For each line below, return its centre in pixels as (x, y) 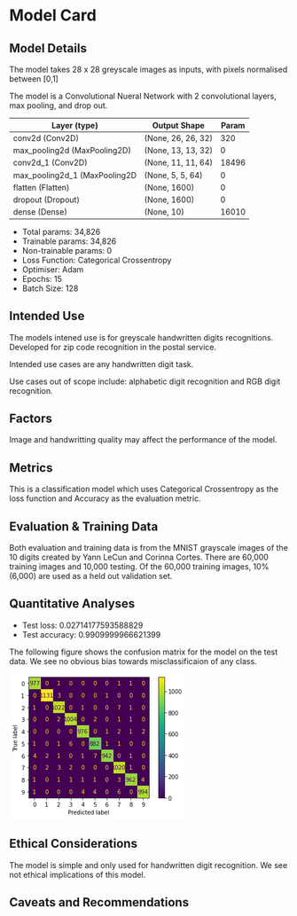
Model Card (53, 16)
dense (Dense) (40, 212)
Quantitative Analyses (72, 604)
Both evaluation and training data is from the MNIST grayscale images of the (148, 548)
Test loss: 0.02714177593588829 (82, 625)
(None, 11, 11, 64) (178, 163)
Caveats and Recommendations (99, 902)
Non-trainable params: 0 (67, 250)
